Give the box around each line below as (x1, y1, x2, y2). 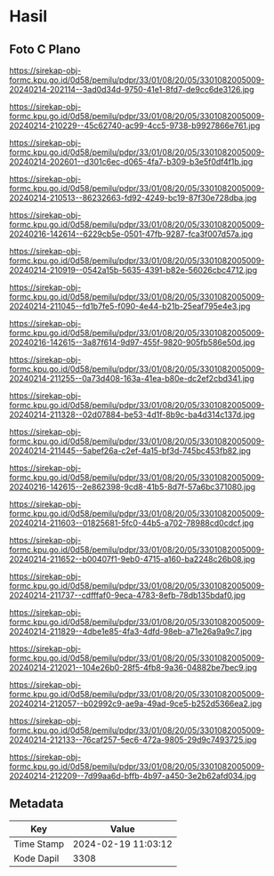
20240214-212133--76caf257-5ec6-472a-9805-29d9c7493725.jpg (9, 735, 257, 744)
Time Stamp (13, 838, 65, 850)
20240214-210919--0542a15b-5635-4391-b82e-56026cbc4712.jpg (9, 265, 258, 275)
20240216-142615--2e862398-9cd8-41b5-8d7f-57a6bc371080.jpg (9, 482, 256, 492)
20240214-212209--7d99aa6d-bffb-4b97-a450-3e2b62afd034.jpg (9, 771, 256, 781)
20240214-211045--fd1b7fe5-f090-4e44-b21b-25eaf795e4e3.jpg (9, 301, 251, 311)
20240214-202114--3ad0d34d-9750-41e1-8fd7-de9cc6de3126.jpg (9, 84, 254, 94)
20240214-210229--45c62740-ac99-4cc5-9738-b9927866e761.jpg (9, 120, 261, 131)
